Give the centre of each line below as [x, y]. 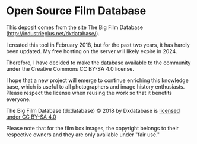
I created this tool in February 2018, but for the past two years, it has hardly [98, 45]
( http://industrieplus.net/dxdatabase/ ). [53, 33]
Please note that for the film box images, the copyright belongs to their [93, 128]
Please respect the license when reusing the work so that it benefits [89, 93]
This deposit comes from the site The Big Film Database [75, 27]
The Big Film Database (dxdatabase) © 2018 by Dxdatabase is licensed [93, 110]
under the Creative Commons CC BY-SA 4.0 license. [70, 68]
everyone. [18, 99]
